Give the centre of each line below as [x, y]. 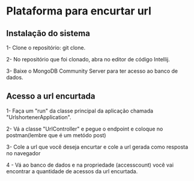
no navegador [23, 153]
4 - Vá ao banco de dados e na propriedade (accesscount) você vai [90, 165]
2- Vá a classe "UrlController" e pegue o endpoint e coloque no [85, 129]
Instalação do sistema [48, 33]
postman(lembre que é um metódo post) [56, 135]
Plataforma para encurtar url [79, 11]
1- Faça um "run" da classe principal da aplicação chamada [80, 111]
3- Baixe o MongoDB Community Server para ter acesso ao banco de [92, 71]
